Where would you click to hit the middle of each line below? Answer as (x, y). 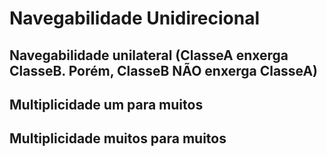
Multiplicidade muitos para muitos (118, 138)
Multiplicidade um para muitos (106, 104)
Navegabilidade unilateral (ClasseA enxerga (149, 55)
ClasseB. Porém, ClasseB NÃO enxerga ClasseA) (163, 70)
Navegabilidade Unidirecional (134, 18)
